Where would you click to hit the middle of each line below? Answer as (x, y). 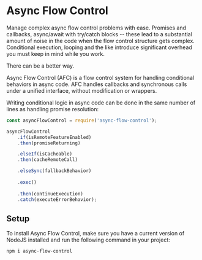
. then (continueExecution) (50, 194)
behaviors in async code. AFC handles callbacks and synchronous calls (97, 84)
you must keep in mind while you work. (56, 53)
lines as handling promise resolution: (53, 109)
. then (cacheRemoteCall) (48, 160)
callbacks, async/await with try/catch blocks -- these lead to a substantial (99, 34)
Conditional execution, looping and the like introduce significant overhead (99, 47)
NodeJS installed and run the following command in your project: (88, 240)
